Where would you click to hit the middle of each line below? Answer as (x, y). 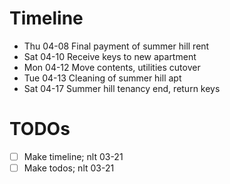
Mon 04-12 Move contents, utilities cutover (112, 67)
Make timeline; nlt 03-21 (73, 156)
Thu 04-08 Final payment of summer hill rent (116, 46)
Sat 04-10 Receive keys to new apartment (110, 56)
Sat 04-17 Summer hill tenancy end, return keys (122, 88)
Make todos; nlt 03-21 (69, 168)
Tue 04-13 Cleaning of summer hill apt (102, 78)
